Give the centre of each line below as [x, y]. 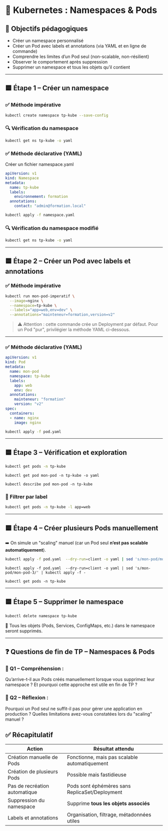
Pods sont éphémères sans [99, 786]
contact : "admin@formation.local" [50, 206]
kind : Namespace [22, 178]
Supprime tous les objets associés [108, 804]
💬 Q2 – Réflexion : [27, 698]
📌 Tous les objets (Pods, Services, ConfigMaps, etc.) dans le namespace [80, 625]
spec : [11, 409]
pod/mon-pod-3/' [22, 572]
